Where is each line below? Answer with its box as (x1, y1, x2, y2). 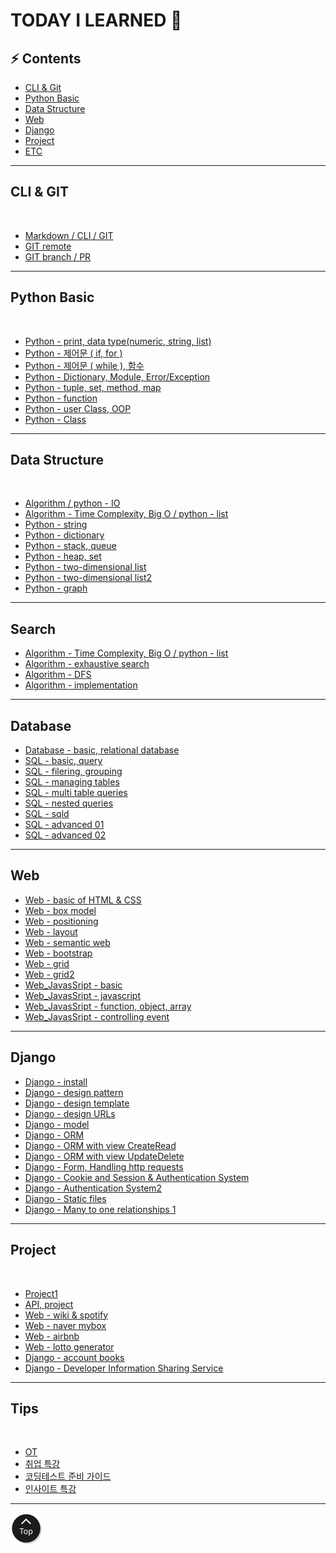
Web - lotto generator (24, 1340, 115, 1353)
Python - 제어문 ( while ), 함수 (24, 359, 145, 371)
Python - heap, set (24, 550, 102, 563)
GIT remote (24, 240, 72, 252)
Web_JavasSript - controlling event (24, 1010, 170, 1023)
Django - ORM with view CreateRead (24, 1139, 177, 1151)
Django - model (24, 1118, 90, 1130)
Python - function (24, 392, 98, 404)
